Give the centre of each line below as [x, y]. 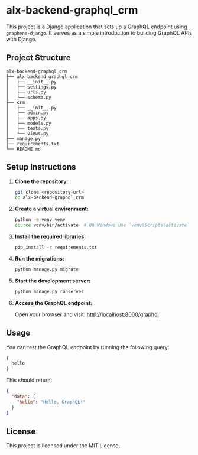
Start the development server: [53, 281]
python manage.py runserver [49, 291]
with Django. [22, 39]
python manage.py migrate [46, 269]
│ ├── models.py [29, 123]
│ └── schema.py [29, 97]
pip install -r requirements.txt [56, 248]
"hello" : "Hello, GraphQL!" [51, 402]
